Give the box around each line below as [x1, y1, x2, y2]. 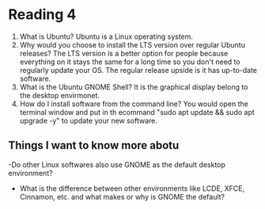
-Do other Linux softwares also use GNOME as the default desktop [8, 160, 225, 169]
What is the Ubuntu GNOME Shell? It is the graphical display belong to [19, 82, 248, 92]
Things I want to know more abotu [8, 139, 180, 152]
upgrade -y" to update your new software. [19, 116, 158, 125]
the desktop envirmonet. [19, 90, 100, 100]
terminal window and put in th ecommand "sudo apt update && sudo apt [19, 107, 255, 116]
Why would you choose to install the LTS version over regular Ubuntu [19, 40, 245, 49]
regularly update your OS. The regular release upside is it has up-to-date [19, 65, 258, 74]
